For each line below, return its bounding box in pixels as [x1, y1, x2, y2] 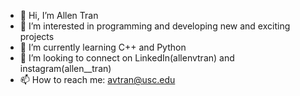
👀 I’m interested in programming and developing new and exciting [19, 20, 291, 32]
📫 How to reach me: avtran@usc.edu [19, 74, 176, 85]
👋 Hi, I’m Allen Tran [19, 10, 99, 21]
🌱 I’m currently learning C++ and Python [19, 41, 187, 53]
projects [19, 31, 55, 42]
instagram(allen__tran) [19, 63, 112, 74]
